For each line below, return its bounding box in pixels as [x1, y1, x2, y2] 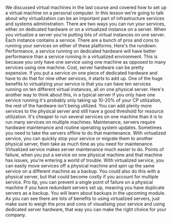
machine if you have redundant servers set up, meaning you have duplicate [5, 184, 165, 191]
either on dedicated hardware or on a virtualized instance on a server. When [5, 26, 166, 32]
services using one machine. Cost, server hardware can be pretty [5, 64, 144, 70]
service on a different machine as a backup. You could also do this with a [5, 168, 160, 174]
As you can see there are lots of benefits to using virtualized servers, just [5, 195, 160, 201]
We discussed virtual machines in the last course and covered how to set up [5, 5, 167, 10]
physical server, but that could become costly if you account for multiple [5, 174, 159, 179]
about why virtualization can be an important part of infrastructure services [5, 15, 165, 21]
